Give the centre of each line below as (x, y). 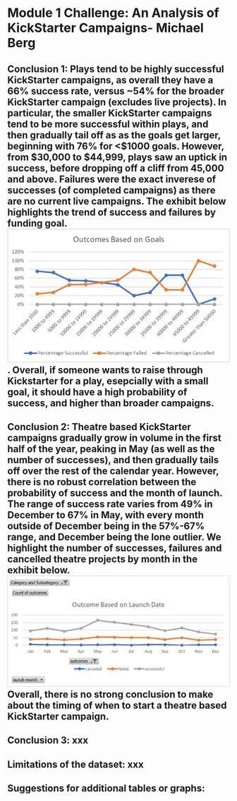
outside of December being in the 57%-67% (106, 526)
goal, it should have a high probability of (97, 392)
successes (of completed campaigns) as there (111, 190)
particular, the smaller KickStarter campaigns (110, 113)
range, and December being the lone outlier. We (114, 537)
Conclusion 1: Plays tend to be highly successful (116, 69)
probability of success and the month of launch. (115, 493)
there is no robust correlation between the (102, 482)
